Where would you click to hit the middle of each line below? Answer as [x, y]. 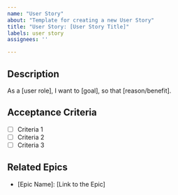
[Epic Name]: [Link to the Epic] [61, 184]
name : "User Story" [36, 14]
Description [33, 74]
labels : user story [36, 33]
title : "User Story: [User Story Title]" [68, 26]
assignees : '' [28, 40]
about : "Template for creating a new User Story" [81, 20]
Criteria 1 [30, 129]
